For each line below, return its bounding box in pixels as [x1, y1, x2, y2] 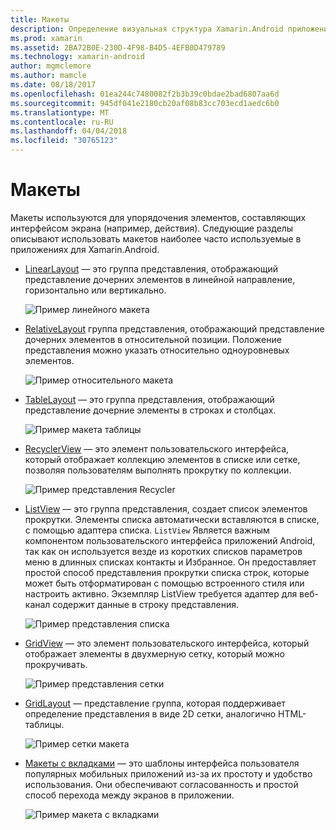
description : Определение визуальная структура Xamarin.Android [10, 24, 284, 34]
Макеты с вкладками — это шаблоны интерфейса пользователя [24, 757, 300, 769]
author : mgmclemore [10, 61, 92, 71]
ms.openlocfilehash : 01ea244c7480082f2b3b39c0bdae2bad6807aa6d [10, 89, 280, 99]
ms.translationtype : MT [10, 107, 110, 118]
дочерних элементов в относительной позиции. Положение [24, 333, 282, 345]
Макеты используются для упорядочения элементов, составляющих [10, 211, 307, 223]
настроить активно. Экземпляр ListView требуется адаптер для [24, 587, 298, 600]
